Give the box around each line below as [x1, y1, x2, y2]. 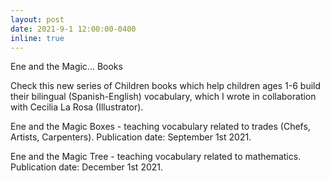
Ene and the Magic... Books [10, 61, 123, 73]
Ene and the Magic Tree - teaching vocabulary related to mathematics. [10, 151, 302, 163]
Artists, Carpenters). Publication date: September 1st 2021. [10, 131, 252, 143]
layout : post [10, 14, 65, 25]
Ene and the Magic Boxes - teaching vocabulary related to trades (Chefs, [10, 121, 311, 133]
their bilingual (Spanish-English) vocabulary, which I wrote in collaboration [10, 91, 317, 103]
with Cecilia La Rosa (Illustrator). [10, 101, 144, 113]
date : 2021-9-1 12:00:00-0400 [10, 24, 137, 34]
